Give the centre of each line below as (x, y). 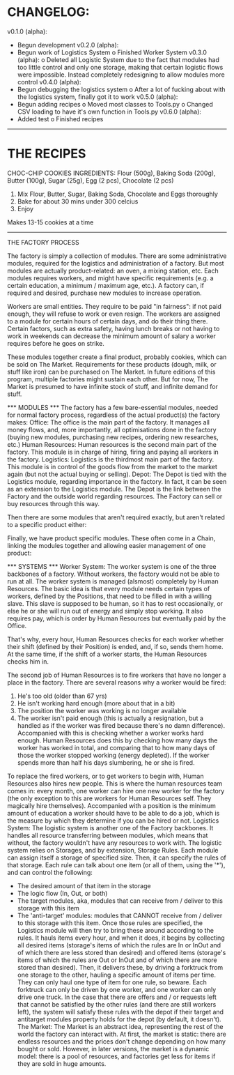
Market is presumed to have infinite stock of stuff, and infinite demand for (112, 386)
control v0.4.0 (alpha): (49, 82)
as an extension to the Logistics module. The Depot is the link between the (114, 489)
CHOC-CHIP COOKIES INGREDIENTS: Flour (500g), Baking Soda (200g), (111, 173)
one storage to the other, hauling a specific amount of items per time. (116, 975)
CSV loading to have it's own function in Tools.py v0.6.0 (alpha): (109, 112)
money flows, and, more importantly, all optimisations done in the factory (112, 429)
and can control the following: (50, 872)
